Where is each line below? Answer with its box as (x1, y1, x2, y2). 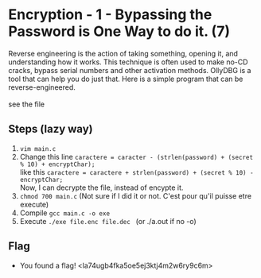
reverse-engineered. (8, 82, 76, 92)
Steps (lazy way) (8, 122, 93, 136)
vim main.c (19, 145, 56, 153)
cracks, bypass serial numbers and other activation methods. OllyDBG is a (8, 65, 251, 75)
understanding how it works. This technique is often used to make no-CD (8, 57, 248, 67)
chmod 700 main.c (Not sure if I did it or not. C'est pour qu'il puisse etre (19, 191, 252, 200)
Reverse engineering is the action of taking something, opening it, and (8, 48, 239, 58)
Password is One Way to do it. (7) (8, 22, 231, 41)
